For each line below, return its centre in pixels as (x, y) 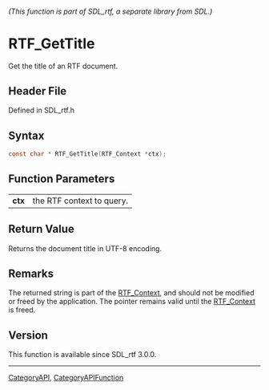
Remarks (31, 274)
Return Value (41, 229)
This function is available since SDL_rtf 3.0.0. (82, 355)
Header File (38, 91)
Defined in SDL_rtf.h (41, 110)
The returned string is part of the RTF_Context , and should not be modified (131, 293)
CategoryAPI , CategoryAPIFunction (66, 378)
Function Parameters (62, 179)
